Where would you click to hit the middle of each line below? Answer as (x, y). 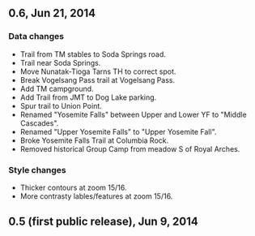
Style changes (37, 169)
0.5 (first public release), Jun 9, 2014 (103, 222)
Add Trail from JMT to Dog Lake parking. (88, 97)
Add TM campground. (57, 88)
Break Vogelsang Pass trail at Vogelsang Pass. (98, 79)
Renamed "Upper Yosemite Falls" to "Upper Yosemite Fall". (118, 131)
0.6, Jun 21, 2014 (52, 13)
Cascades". (39, 123)
